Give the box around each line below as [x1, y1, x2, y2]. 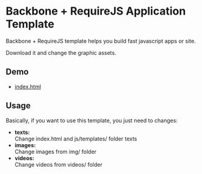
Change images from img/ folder [14, 148, 97, 155]
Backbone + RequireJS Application [5, 4, 186, 18]
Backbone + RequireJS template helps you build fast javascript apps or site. [5, 37, 196, 44]
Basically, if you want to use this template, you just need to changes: [5, 117, 178, 124]
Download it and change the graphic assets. [5, 49, 117, 56]
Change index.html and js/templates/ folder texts [14, 135, 138, 142]
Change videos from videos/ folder [14, 161, 103, 168]
